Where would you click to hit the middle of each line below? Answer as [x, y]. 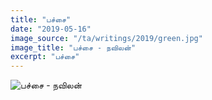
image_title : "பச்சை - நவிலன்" [73, 47]
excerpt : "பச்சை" [45, 57]
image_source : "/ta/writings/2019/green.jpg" [106, 38]
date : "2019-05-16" [51, 29]
